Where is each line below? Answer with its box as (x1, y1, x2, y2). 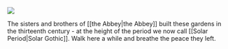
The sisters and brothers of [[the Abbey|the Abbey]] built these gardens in (7, 20, 222, 28)
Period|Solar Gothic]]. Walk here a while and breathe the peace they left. (7, 35, 216, 42)
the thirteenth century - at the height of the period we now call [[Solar (7, 27, 208, 35)
